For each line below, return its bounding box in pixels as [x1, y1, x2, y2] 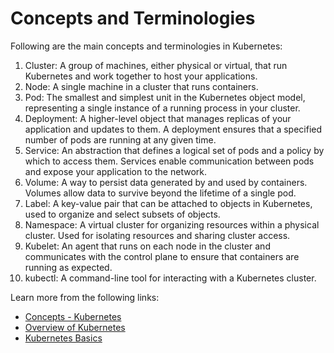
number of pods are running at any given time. [24, 133, 217, 146]
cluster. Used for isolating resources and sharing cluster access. [24, 229, 291, 241]
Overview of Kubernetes [24, 321, 126, 333]
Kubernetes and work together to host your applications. [24, 70, 258, 82]
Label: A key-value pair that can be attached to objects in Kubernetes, [24, 197, 313, 209]
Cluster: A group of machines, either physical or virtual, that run [24, 59, 288, 71]
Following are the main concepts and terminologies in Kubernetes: [10, 40, 283, 52]
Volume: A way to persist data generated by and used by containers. [24, 176, 308, 188]
